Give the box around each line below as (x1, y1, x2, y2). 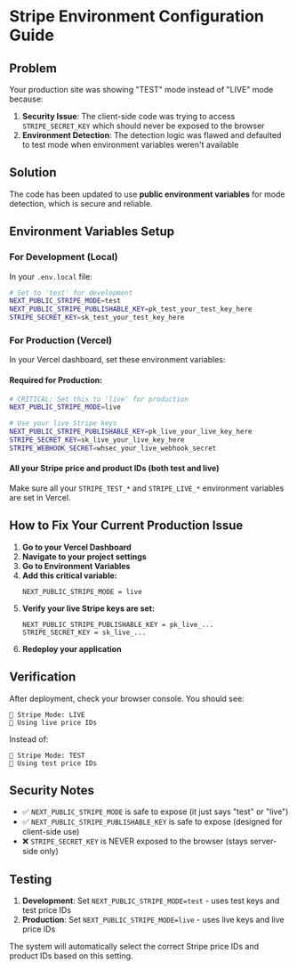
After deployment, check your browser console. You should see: (9, 693, 245, 704)
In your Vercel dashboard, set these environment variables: (9, 355, 226, 365)
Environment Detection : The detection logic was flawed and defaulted (21, 130, 282, 140)
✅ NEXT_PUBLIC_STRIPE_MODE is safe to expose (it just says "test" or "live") (21, 806, 289, 817)
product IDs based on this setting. (9, 950, 133, 961)
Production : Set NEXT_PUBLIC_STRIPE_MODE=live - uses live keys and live (21, 915, 285, 925)
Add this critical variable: (21, 570, 117, 581)
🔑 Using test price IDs (9, 759, 98, 768)
